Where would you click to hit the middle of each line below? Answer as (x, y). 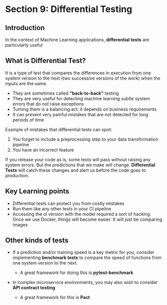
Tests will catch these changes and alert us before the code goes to (76, 170)
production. (17, 175)
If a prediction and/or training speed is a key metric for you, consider (83, 252)
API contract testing (34, 288)
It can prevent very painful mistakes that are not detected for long (80, 114)
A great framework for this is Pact (55, 297)
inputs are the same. (26, 83)
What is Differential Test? (46, 61)
